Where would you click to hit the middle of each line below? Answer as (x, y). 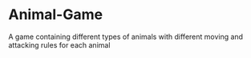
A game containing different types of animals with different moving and (125, 37)
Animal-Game (55, 15)
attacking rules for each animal (59, 44)
